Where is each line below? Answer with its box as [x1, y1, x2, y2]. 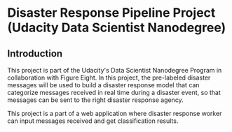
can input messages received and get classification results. [7, 117, 179, 125]
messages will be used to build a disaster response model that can [7, 81, 200, 89]
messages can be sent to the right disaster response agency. [7, 96, 184, 104]
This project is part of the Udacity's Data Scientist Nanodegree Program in [7, 66, 222, 74]
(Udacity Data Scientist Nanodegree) [7, 20, 226, 36]
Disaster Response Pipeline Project [7, 5, 216, 21]
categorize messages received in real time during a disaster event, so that [7, 89, 221, 96]
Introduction [7, 47, 63, 59]
